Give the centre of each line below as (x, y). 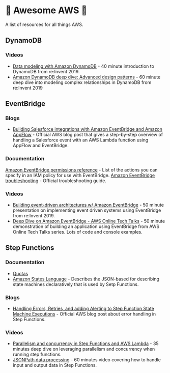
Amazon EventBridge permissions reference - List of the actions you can (81, 169)
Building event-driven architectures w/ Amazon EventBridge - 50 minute (88, 205)
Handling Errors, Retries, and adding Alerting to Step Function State (83, 308)
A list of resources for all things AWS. (44, 24)
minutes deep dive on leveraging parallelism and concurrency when (84, 349)
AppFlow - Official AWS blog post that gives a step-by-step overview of (88, 135)
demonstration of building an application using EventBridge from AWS (86, 226)
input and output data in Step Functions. (55, 365)
